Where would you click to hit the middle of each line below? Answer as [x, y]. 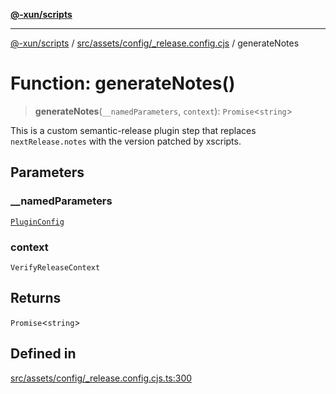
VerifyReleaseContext [55, 267]
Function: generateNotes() [123, 83]
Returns [36, 298]
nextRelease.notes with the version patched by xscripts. [126, 141]
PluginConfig [37, 222]
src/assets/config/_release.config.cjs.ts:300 [101, 378]
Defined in [43, 354]
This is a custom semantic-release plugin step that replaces [133, 130]
